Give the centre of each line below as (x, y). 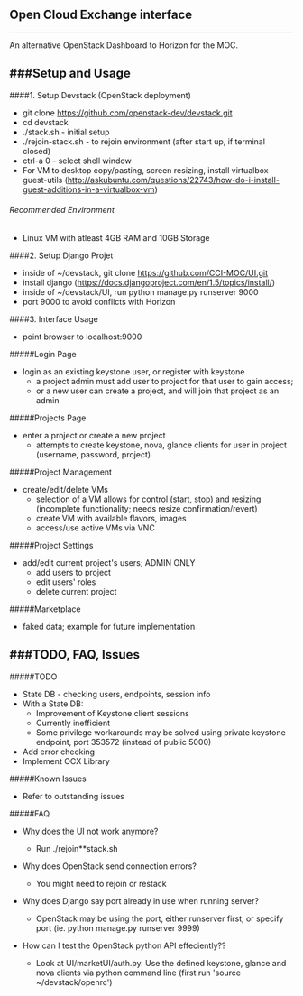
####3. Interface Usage (54, 318)
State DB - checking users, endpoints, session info (116, 694)
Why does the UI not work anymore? (90, 831)
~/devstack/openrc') (74, 982)
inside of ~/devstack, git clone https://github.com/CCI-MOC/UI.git (145, 272)
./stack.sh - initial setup (66, 132)
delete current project (76, 591)
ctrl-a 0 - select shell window (77, 161)
